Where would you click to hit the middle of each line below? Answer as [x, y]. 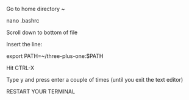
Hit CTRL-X [20, 68]
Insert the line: [24, 44]
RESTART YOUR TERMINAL [41, 91]
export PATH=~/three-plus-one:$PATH [55, 56]
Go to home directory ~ [36, 9]
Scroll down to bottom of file [42, 32]
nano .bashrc [23, 20]
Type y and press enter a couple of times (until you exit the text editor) [95, 80]
